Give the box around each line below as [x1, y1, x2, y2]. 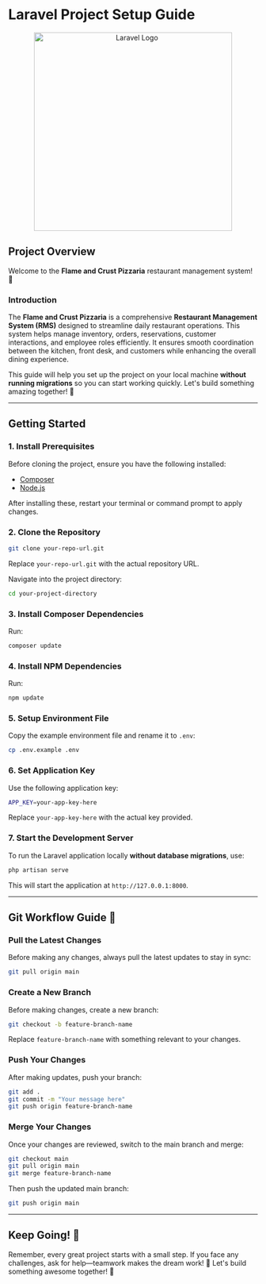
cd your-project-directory [8, 589, 97, 597]
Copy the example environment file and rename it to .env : [8, 731, 196, 740]
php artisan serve [8, 866, 69, 874]
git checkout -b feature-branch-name [8, 1020, 133, 1028]
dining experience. [8, 355, 70, 364]
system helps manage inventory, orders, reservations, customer [8, 330, 217, 339]
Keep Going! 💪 [8, 1228, 81, 1242]
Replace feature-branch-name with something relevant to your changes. [8, 1035, 241, 1044]
